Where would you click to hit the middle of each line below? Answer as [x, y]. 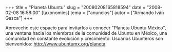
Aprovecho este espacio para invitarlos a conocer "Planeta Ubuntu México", [86, 28]
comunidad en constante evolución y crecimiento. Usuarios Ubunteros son [84, 38]
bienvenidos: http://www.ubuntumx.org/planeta [55, 44]
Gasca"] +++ [19, 18]
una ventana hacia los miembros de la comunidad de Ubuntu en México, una [86, 33]
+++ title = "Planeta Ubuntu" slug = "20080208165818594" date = [75, 7]
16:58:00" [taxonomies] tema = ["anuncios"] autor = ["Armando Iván [92, 13]
